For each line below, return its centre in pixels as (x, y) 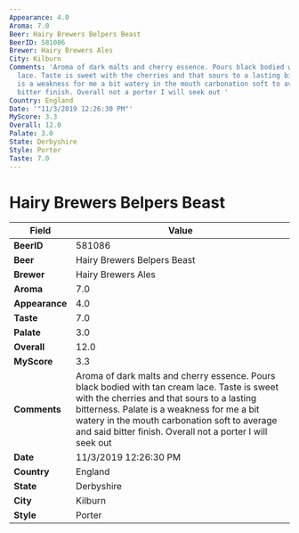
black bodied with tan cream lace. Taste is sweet (177, 387)
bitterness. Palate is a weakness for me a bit (167, 409)
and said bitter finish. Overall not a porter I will (171, 431)
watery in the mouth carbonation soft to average (176, 421)
